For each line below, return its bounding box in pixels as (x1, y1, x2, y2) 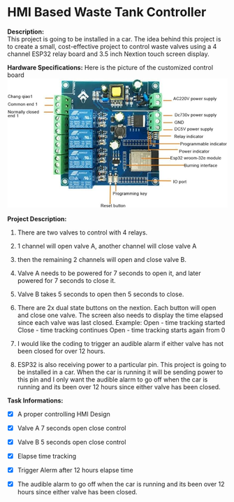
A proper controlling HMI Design (17, 410, 110, 418)
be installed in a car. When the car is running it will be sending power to (17, 368, 224, 376)
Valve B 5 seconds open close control (17, 438, 126, 446)
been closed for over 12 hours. (17, 347, 106, 355)
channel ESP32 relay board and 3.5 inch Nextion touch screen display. (7, 50, 210, 58)
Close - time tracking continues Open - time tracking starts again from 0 (17, 326, 226, 334)
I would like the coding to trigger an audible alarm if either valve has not (17, 339, 224, 347)
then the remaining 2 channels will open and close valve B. (17, 255, 187, 263)
